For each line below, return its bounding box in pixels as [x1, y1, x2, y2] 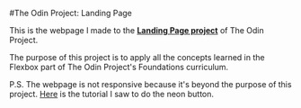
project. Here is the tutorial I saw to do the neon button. [9, 89, 214, 99]
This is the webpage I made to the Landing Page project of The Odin [9, 25, 264, 35]
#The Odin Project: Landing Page [9, 8, 132, 18]
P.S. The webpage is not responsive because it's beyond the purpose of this [9, 79, 292, 89]
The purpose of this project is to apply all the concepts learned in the [9, 52, 265, 62]
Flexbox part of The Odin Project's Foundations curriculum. [9, 62, 229, 72]
